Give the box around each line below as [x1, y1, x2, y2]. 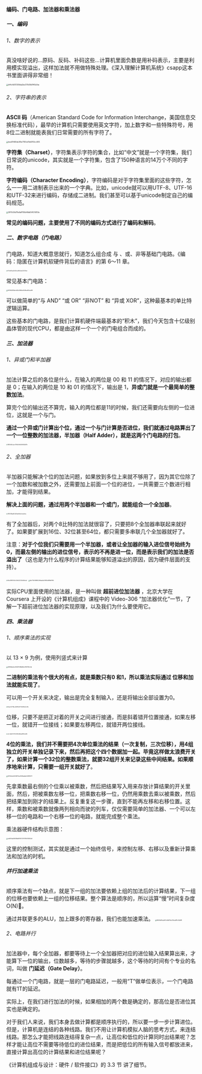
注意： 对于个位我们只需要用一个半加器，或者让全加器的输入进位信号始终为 [6, 541, 191, 548]
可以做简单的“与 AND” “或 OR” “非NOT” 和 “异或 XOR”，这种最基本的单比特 [6, 297, 192, 304]
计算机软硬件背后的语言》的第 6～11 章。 [32, 258, 133, 265]
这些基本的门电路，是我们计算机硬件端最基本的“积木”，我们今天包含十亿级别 [6, 317, 195, 324]
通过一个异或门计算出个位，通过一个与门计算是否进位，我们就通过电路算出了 [6, 424, 196, 431]
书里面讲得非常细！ [6, 72, 54, 79]
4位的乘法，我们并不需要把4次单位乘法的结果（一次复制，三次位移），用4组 [6, 740, 194, 748]
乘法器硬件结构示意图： [6, 825, 64, 833]
